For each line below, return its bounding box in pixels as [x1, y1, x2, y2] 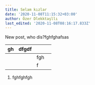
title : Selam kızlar [5, 7, 47, 12]
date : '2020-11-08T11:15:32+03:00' [5, 12, 78, 17]
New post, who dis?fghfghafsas [5, 34, 69, 40]
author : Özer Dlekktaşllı [5, 16, 58, 21]
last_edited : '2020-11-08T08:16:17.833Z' [5, 21, 91, 26]
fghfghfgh [12, 74, 33, 81]
